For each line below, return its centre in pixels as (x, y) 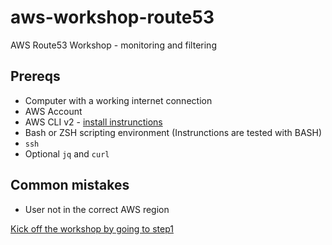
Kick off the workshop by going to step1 (92, 228)
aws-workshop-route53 (112, 17)
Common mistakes (70, 185)
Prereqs (35, 76)
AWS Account (53, 111)
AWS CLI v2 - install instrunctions (93, 122)
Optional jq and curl (67, 153)
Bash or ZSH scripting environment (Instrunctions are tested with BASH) (173, 132)
